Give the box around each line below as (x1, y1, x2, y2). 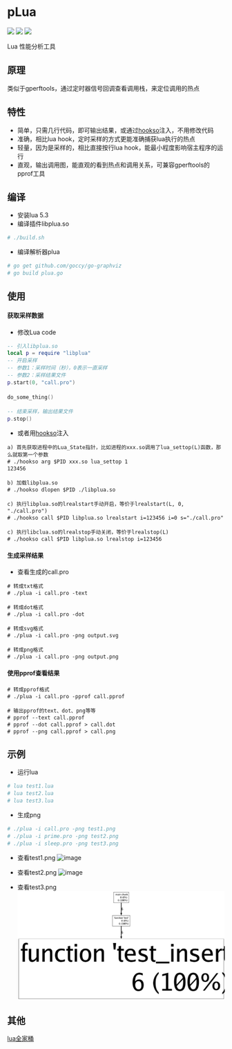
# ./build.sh (7, 235, 45, 241)
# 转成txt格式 (7, 583, 43, 590)
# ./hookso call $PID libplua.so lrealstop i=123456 (7, 536, 162, 543)
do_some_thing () (7, 394, 54, 401)
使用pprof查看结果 (7, 669, 60, 677)
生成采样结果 (7, 551, 43, 559)
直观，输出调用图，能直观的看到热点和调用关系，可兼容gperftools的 (17, 161, 211, 169)
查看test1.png (17, 853, 56, 861)
